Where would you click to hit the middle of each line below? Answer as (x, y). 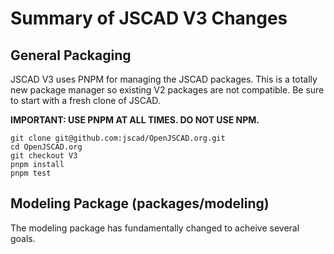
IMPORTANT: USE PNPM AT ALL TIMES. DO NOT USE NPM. (135, 120)
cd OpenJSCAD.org (46, 147)
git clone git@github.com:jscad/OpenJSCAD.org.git (118, 138)
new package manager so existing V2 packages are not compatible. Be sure (167, 90)
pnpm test (31, 173)
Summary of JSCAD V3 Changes (149, 18)
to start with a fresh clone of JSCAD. (85, 100)
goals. (23, 238)
